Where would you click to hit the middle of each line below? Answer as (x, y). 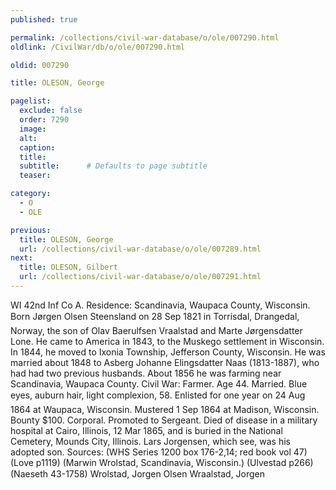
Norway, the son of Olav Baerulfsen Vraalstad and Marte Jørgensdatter (156, 330)
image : (33, 129)
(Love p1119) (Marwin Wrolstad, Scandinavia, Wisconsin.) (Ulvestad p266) (162, 462)
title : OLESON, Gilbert (68, 267)
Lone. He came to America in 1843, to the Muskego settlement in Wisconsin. (167, 341)
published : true (44, 19)
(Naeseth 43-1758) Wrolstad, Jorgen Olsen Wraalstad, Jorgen (138, 473)
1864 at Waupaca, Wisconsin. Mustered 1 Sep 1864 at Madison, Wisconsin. (165, 409)
